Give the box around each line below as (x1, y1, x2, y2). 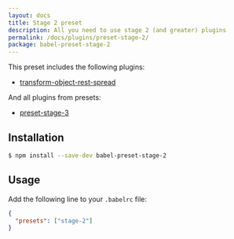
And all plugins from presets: (8, 93, 101, 102)
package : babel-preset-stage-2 (8, 41, 111, 49)
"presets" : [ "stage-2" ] (15, 217, 93, 225)
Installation (8, 131, 64, 144)
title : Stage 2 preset (8, 19, 82, 27)
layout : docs (8, 11, 51, 20)
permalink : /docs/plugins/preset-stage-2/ (8, 33, 149, 42)
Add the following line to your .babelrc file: (8, 194, 148, 204)
